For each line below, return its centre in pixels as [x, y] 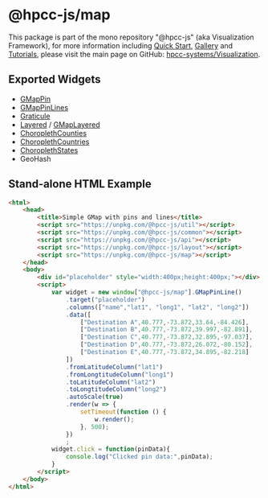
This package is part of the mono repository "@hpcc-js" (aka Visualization [131, 37]
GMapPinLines [44, 107]
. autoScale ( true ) [95, 397]
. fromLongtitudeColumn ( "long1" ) [120, 375]
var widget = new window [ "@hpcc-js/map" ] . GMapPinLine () [146, 292]
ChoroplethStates [49, 150]
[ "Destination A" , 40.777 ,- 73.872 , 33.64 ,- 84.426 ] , [164, 322]
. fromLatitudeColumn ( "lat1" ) [114, 367]
